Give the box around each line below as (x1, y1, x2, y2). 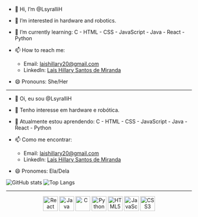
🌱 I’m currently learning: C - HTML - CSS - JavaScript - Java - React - (14, 28, 185, 35)
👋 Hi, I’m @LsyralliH (14, 6, 63, 12)
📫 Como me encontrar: (14, 136, 72, 143)
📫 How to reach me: (14, 47, 65, 53)
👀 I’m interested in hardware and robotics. (14, 17, 117, 24)
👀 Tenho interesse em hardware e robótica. (14, 106, 120, 114)
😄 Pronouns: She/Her (14, 78, 68, 85)
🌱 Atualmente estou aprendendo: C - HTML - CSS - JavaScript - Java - (14, 118, 187, 125)
